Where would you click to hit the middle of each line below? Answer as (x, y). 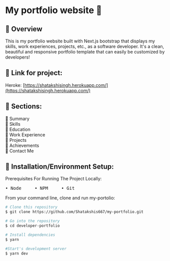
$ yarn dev (17, 253)
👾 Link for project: (34, 73)
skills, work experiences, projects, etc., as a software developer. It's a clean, (85, 46)
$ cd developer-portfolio (32, 226)
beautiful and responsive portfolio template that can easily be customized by (85, 52)
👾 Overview (24, 29)
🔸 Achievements (22, 145)
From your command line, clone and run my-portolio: (60, 198)
